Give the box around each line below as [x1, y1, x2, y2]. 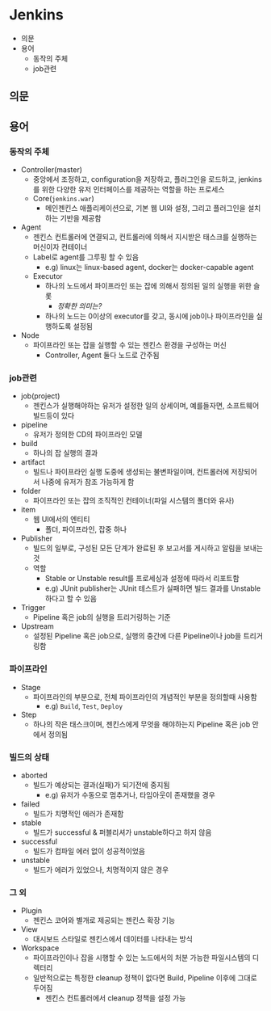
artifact [20, 457, 45, 467]
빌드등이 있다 [32, 411, 75, 421]
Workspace [20, 943, 60, 953]
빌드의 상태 [9, 752, 50, 763]
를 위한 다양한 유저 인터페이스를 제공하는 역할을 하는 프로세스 [32, 184, 225, 195]
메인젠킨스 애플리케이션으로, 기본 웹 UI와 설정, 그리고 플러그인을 [44, 204, 246, 213]
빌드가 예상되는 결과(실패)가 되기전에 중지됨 [32, 780, 170, 790]
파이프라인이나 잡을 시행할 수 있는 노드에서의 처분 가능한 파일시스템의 [32, 953, 251, 963]
